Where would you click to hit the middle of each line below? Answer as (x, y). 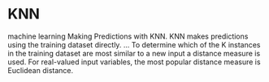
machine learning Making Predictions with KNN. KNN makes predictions (128, 36)
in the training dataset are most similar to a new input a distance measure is (134, 53)
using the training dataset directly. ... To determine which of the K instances (134, 44)
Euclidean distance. (41, 70)
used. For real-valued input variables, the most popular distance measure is (134, 62)
